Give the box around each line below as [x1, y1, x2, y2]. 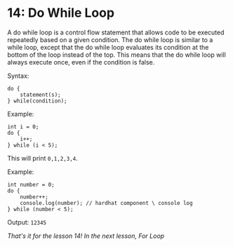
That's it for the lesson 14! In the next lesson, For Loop [7, 232, 165, 240]
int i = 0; [7, 123, 39, 131]
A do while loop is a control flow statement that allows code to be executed [7, 28, 225, 36]
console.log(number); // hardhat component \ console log [20, 199, 193, 206]
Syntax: [7, 72, 29, 80]
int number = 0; [7, 181, 55, 188]
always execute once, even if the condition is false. [7, 58, 155, 66]
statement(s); [20, 91, 61, 98]
